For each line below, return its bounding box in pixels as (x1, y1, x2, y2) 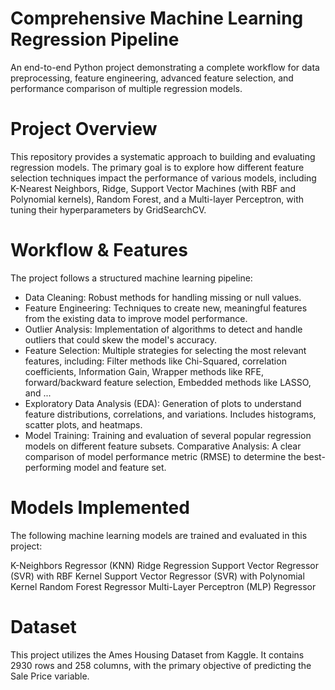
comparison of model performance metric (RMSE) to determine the (24, 450, 302, 462)
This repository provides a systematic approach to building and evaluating (10, 150, 316, 162)
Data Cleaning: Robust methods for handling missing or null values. (24, 291, 302, 303)
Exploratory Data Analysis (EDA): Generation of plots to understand (24, 397, 302, 409)
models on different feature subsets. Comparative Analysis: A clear (24, 440, 302, 452)
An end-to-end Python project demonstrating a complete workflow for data (10, 61, 320, 73)
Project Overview (10, 118, 158, 141)
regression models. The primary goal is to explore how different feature (10, 161, 305, 173)
